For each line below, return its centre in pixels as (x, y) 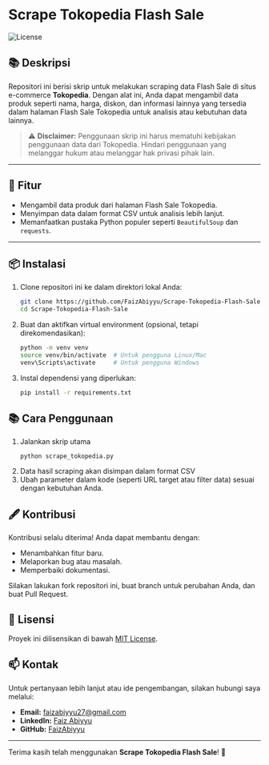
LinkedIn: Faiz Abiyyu (56, 720)
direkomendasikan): (52, 333)
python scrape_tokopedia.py (66, 457)
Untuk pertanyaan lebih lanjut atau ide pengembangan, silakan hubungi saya (134, 688)
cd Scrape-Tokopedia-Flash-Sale (74, 310)
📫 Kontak (33, 665)
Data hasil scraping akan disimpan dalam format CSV (108, 471)
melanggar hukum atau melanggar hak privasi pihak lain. (121, 153)
